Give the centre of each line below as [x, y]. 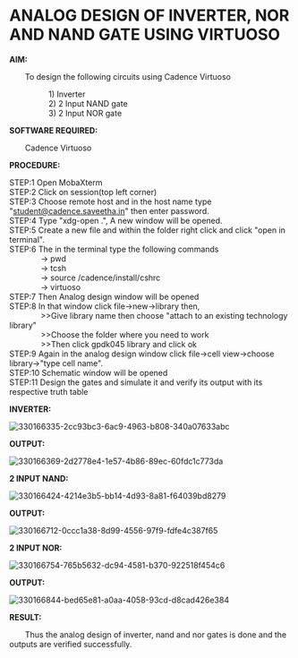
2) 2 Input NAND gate [88, 103]
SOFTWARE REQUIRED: [54, 130]
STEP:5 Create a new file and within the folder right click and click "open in [148, 230]
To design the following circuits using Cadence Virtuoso [128, 76]
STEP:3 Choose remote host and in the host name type [111, 201]
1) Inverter [67, 94]
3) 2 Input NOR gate [85, 113]
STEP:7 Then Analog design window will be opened [104, 296]
